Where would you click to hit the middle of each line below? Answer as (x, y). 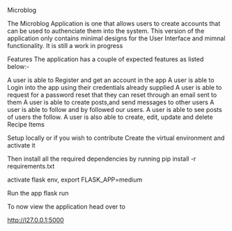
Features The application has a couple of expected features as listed (106, 59)
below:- (18, 66)
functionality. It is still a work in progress (65, 46)
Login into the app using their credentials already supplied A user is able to (115, 87)
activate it (22, 145)
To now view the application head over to (66, 207)
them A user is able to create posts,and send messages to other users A (111, 102)
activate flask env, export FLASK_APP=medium (75, 180)
